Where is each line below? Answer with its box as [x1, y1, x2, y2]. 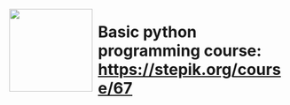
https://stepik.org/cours [98, 60, 281, 79]
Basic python [98, 22, 197, 42]
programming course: [98, 41, 263, 61]
